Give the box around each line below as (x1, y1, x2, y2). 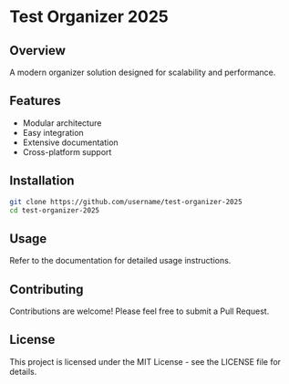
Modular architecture (22, 117, 102, 129)
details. (9, 366, 37, 377)
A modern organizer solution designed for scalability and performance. (9, 67, 276, 78)
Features (9, 93, 61, 109)
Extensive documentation (22, 137, 119, 148)
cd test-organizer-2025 (9, 205, 100, 215)
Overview (9, 43, 67, 58)
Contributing (9, 281, 84, 297)
